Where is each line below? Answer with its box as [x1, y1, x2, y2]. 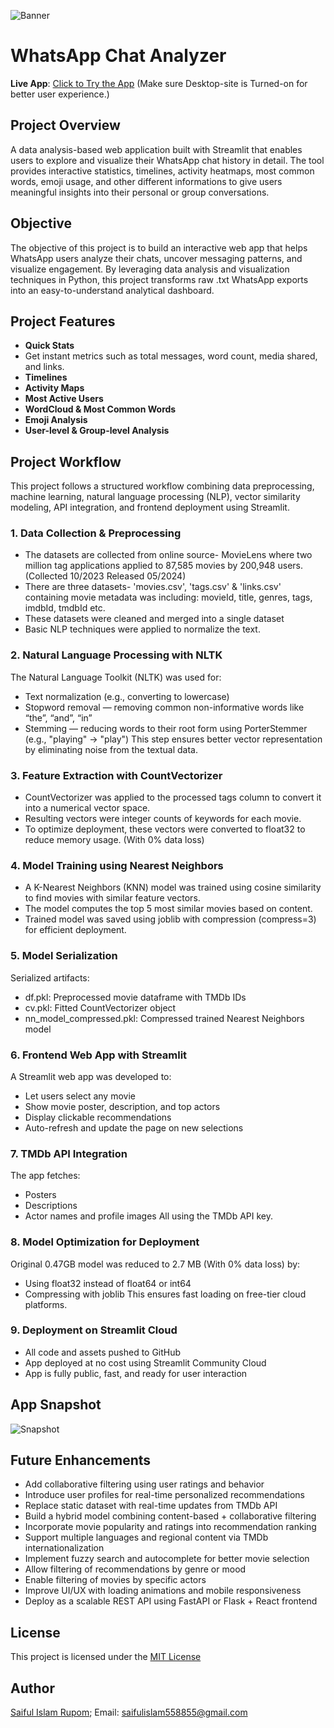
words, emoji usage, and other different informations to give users [10, 175, 283, 187]
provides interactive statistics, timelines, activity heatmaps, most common [10, 165, 315, 177]
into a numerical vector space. [24, 802, 151, 814]
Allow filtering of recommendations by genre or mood [24, 1563, 247, 1575]
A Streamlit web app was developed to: [10, 1070, 172, 1082]
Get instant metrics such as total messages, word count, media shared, [24, 350, 318, 362]
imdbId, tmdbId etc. [24, 602, 106, 614]
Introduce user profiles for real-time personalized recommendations [24, 1489, 305, 1501]
